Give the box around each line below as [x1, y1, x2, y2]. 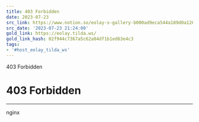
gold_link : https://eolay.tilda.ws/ [6, 31, 97, 37]
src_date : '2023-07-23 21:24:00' [6, 25, 89, 31]
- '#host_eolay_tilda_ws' [6, 47, 70, 53]
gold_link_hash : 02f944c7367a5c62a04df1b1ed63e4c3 [6, 36, 134, 42]
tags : [6, 42, 20, 48]
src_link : [6, 19, 31, 25]
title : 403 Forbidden [6, 8, 60, 15]
